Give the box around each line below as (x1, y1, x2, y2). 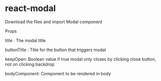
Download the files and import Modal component (5, 19, 102, 25)
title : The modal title (5, 37, 46, 43)
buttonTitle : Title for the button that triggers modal (5, 47, 106, 53)
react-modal (5, 3, 56, 14)
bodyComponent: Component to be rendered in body (5, 70, 111, 76)
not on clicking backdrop (5, 61, 55, 67)
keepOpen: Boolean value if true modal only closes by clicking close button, (5, 56, 156, 62)
